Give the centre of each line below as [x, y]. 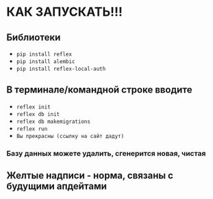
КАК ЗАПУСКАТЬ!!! [64, 12]
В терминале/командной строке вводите [99, 90]
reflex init [33, 107]
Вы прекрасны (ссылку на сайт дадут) [70, 136]
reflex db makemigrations [53, 121]
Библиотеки [34, 37]
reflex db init [38, 114]
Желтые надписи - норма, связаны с [90, 176]
